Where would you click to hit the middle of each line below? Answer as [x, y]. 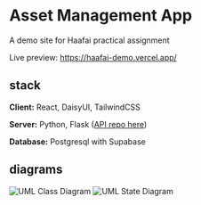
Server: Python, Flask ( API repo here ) [78, 124]
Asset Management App [101, 16]
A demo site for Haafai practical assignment [90, 40]
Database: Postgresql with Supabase [78, 141]
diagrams [36, 170]
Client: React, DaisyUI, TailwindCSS [75, 107]
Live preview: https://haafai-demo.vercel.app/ [93, 57]
